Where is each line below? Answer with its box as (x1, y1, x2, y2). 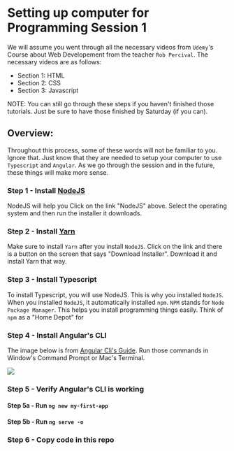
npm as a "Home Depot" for (7, 313, 84, 321)
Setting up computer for (7, 5, 149, 21)
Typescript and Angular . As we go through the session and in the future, (7, 161, 215, 169)
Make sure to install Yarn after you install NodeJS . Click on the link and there (7, 243, 222, 251)
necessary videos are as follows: (7, 57, 102, 66)
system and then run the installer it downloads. (7, 209, 142, 217)
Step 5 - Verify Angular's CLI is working (7, 384, 145, 394)
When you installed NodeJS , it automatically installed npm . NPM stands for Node (7, 298, 225, 306)
